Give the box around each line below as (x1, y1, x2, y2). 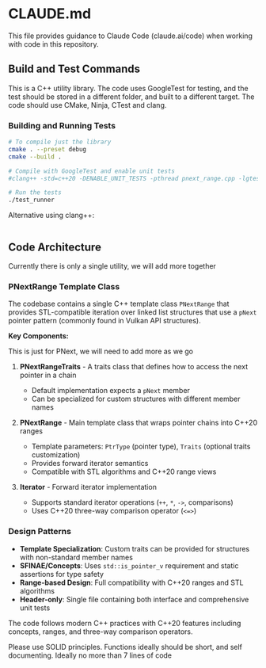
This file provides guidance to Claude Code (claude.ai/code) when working (8, 31, 253, 40)
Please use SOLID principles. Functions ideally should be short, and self (8, 642, 243, 651)
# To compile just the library (8, 138, 112, 147)
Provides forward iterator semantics (31, 459, 149, 468)
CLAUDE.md (8, 5, 92, 23)
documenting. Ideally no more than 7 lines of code (8, 651, 173, 660)
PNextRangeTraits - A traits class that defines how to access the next (19, 362, 248, 372)
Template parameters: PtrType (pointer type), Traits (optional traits (31, 441, 251, 452)
